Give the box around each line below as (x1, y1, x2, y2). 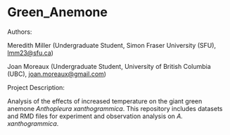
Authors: (7, 27, 32, 36)
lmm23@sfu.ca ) (7, 49, 54, 57)
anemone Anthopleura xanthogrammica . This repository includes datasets (7, 104, 223, 112)
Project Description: (7, 83, 65, 91)
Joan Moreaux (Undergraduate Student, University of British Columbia (7, 62, 211, 70)
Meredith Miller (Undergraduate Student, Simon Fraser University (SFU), (7, 41, 217, 49)
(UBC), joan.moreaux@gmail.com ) (7, 70, 107, 78)
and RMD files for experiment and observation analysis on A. (7, 112, 184, 120)
